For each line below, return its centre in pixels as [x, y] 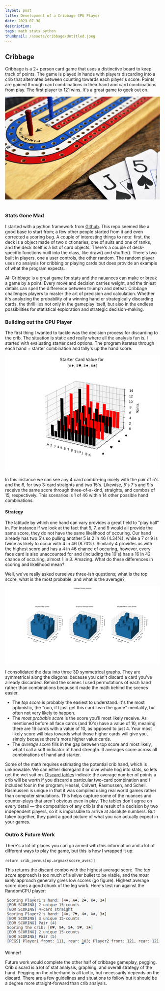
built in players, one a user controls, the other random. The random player [80, 258]
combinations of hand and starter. [46, 755]
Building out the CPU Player [39, 322]
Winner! [13, 953]
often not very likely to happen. [44, 713]
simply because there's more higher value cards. [62, 739]
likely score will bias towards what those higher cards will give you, [80, 734]
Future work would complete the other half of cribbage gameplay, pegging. [81, 962]
